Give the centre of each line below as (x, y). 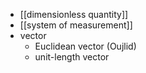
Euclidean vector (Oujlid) (85, 46)
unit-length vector (72, 57)
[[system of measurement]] (76, 25)
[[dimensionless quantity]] (74, 14)
